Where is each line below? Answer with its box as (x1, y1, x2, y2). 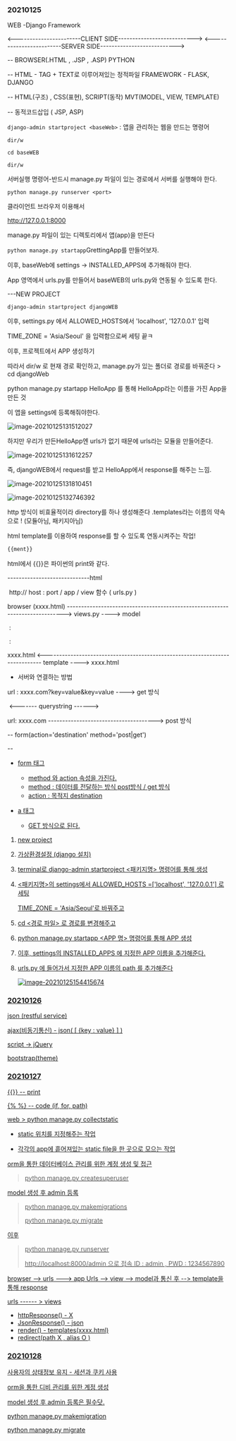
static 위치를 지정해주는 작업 (17, 1129, 97, 1138)
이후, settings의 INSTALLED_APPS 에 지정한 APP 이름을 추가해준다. (17, 949, 206, 958)
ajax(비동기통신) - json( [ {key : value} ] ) (7, 1026, 123, 1035)
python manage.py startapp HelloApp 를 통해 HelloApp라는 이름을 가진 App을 (7, 385, 228, 393)
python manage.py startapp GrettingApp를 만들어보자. (7, 246, 160, 255)
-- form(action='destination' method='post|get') (7, 730, 147, 739)
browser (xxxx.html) (7, 602, 66, 611)
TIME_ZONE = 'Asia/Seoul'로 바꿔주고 (17, 904, 125, 912)
